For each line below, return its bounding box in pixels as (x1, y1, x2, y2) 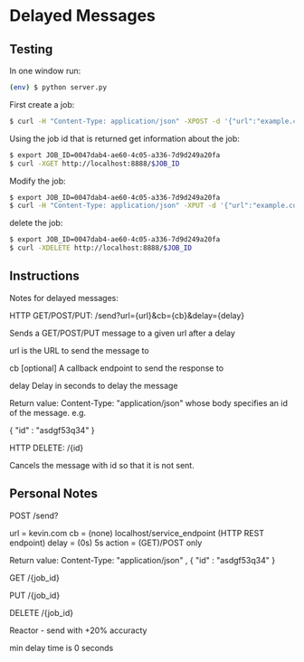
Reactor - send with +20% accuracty (9, 625, 147, 636)
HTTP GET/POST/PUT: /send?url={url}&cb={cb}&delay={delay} (9, 309, 245, 321)
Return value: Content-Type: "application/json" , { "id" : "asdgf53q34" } (9, 554, 276, 565)
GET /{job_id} (9, 572, 61, 583)
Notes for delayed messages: (9, 292, 119, 303)
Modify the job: (9, 175, 66, 186)
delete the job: (9, 218, 63, 229)
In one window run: (9, 65, 81, 76)
